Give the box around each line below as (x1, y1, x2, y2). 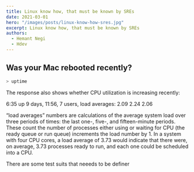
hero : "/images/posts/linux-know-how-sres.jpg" (6, 19, 124, 25)
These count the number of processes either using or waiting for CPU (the (6, 124, 185, 131)
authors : (6, 30, 27, 36)
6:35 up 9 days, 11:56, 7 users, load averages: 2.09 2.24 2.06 (6, 100, 153, 107)
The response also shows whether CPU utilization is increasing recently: (6, 89, 180, 96)
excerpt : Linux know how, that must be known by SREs (6, 25, 140, 31)
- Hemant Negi (11, 36, 46, 42)
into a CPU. (6, 149, 33, 156)
